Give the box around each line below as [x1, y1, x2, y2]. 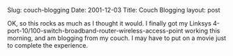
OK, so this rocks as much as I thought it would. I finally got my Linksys [7, 19, 211, 27]
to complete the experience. [7, 41, 89, 49]
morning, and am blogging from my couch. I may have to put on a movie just [7, 34, 227, 42]
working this [184, 27, 220, 35]
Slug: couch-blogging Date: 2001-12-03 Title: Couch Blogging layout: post [7, 6, 221, 14]
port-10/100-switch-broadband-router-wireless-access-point [7, 27, 183, 35]
